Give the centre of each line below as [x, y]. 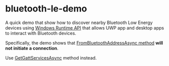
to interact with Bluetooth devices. [41, 33]
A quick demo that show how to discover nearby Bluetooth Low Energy [79, 22]
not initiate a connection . [32, 48]
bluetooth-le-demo [46, 9]
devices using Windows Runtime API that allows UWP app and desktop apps [85, 27]
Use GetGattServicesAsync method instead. [51, 57]
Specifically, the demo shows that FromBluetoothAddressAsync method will [84, 42]
